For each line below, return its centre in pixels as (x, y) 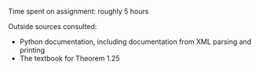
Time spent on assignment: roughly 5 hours (78, 11)
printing (32, 50)
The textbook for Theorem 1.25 (69, 58)
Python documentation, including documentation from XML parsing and (135, 42)
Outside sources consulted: (53, 26)
